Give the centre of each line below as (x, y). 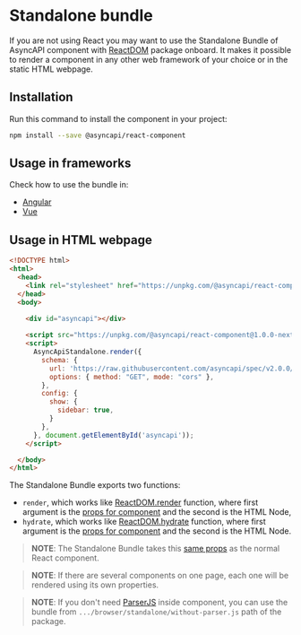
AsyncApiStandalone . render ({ (87, 352)
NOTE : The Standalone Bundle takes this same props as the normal (155, 549)
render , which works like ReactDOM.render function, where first (140, 502)
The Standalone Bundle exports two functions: (95, 485)
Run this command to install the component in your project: (118, 118)
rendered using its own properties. (95, 585)
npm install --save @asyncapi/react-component (98, 135)
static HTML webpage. (52, 69)
